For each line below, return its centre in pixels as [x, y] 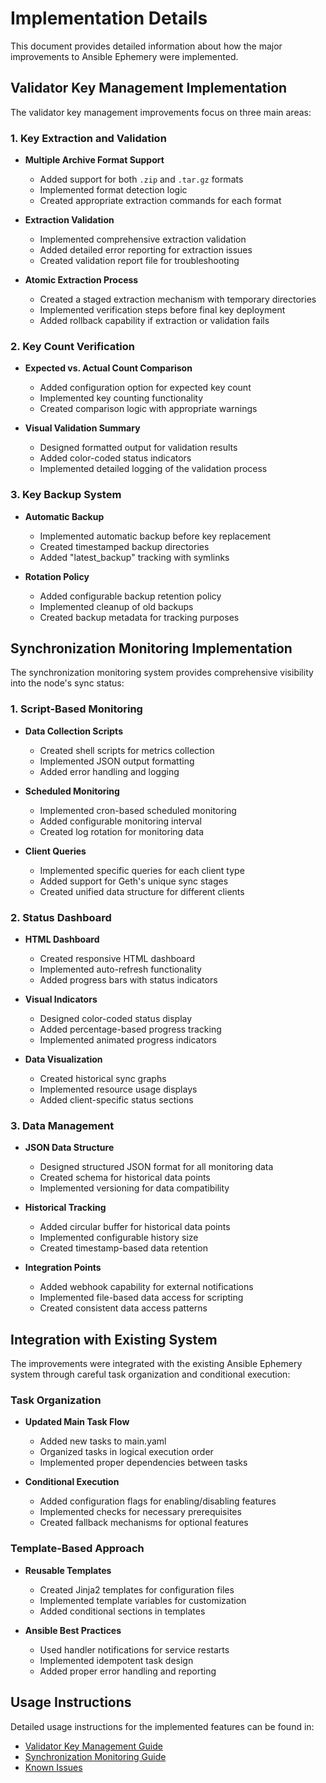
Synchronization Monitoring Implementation [151, 648]
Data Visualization [63, 1059]
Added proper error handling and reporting [128, 1671]
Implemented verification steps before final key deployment [162, 310]
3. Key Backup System [66, 495]
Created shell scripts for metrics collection [127, 750]
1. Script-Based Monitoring [76, 709]
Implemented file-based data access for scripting [141, 1298]
